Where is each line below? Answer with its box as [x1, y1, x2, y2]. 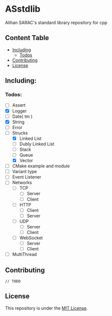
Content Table [5, 34, 49, 42]
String [12, 119, 24, 125]
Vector [19, 158, 33, 163]
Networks [12, 180, 32, 185]
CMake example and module [12, 163, 70, 169]
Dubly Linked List [19, 141, 55, 147]
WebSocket [19, 235, 43, 241]
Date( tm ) [12, 113, 33, 119]
